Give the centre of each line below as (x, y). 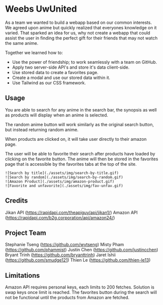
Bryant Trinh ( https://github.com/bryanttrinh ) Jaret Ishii (61, 255)
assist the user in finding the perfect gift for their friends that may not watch (81, 38)
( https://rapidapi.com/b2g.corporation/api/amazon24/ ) (60, 217)
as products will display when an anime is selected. (57, 115)
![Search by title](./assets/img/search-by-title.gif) (62, 173)
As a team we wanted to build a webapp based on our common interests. (79, 22)
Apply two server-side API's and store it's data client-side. (71, 67)
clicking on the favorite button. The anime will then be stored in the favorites (82, 159)
